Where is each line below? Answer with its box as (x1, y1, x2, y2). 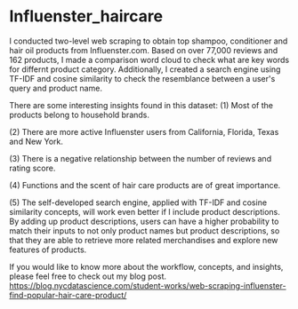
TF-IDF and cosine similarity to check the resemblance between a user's (9, 73, 276, 83)
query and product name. (9, 83, 102, 93)
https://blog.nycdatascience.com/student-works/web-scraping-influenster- (9, 280, 286, 290)
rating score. (9, 162, 56, 173)
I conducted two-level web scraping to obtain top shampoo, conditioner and (9, 36, 288, 46)
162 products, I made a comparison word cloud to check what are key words (9, 54, 290, 65)
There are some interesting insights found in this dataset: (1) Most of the (9, 99, 274, 110)
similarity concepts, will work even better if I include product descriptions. (9, 206, 280, 217)
